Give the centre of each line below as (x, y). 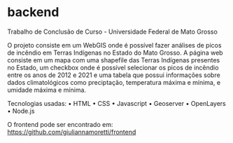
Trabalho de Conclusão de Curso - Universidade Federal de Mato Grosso (113, 32)
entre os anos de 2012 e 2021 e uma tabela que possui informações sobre (114, 75)
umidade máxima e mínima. (47, 90)
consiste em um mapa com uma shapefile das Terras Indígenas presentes (114, 60)
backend (33, 12)
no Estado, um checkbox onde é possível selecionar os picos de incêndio (113, 67)
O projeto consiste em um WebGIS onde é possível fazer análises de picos (114, 45)
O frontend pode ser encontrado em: (60, 124)
